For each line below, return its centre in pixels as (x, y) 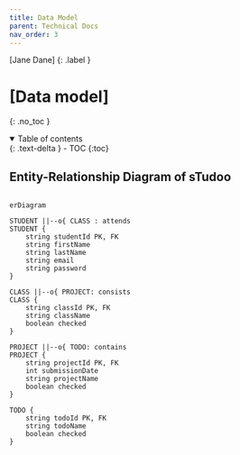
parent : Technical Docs (54, 26)
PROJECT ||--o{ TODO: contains (68, 348)
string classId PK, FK (68, 308)
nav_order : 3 (34, 34)
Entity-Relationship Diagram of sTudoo (120, 177)
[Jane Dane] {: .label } (50, 60)
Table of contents (50, 139)
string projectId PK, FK (72, 363)
